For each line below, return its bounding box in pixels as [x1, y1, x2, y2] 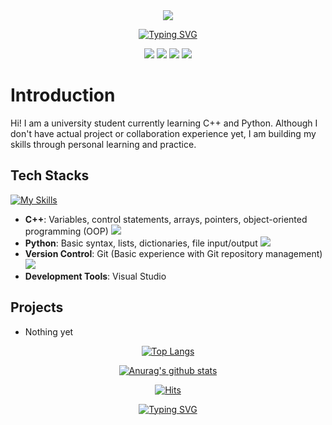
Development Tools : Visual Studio [24, 270, 167, 282]
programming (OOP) [24, 225, 109, 237]
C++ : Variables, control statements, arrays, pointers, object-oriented [24, 213, 308, 225]
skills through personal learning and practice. [10, 138, 197, 150]
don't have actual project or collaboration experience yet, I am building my [10, 127, 317, 139]
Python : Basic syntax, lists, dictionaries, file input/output [24, 237, 258, 249]
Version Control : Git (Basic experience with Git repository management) [24, 247, 323, 259]
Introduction [10, 84, 116, 107]
